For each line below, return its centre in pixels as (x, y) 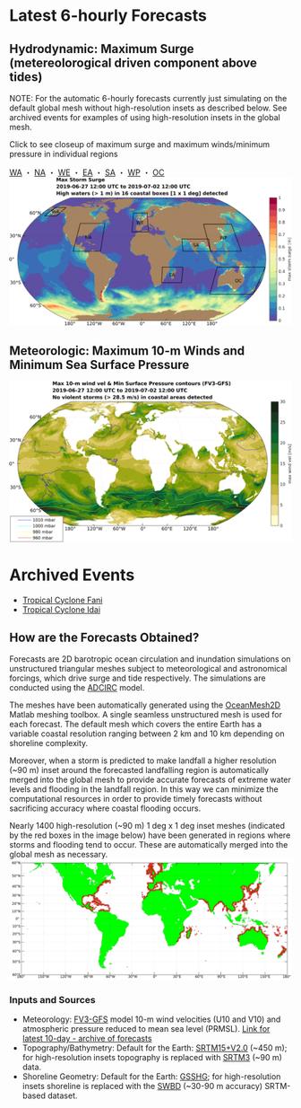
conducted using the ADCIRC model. (77, 688)
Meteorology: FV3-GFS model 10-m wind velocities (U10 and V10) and (151, 1019)
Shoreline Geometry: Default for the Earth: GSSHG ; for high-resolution (151, 1077)
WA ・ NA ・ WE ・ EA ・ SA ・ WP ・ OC (87, 172)
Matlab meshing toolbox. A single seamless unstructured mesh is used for (146, 715)
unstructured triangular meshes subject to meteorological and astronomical (148, 669)
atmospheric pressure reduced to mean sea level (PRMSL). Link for (146, 1029)
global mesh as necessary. (59, 855)
